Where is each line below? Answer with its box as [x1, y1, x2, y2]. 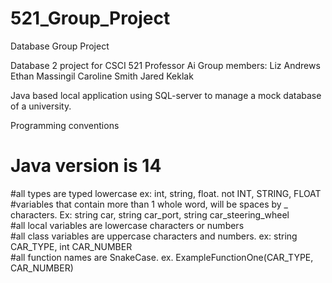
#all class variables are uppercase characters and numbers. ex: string [10, 230, 298, 242]
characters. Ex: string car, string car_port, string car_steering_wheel [10, 208, 290, 221]
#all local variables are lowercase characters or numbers [10, 219, 245, 231]
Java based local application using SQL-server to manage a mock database [10, 89, 322, 101]
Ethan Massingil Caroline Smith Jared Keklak [10, 70, 194, 82]
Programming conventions [10, 119, 120, 131]
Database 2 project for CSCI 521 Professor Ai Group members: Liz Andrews [10, 59, 321, 71]
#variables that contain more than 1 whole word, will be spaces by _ [10, 198, 288, 210]
